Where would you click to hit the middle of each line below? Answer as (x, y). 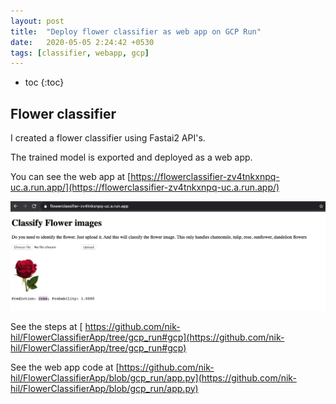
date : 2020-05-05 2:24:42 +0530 (82, 42)
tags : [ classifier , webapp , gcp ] (80, 53)
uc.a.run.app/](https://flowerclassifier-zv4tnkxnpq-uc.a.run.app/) (145, 187)
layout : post (37, 21)
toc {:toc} (44, 82)
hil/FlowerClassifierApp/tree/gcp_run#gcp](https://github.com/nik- (147, 337)
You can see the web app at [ (71, 177)
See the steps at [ (46, 326)
